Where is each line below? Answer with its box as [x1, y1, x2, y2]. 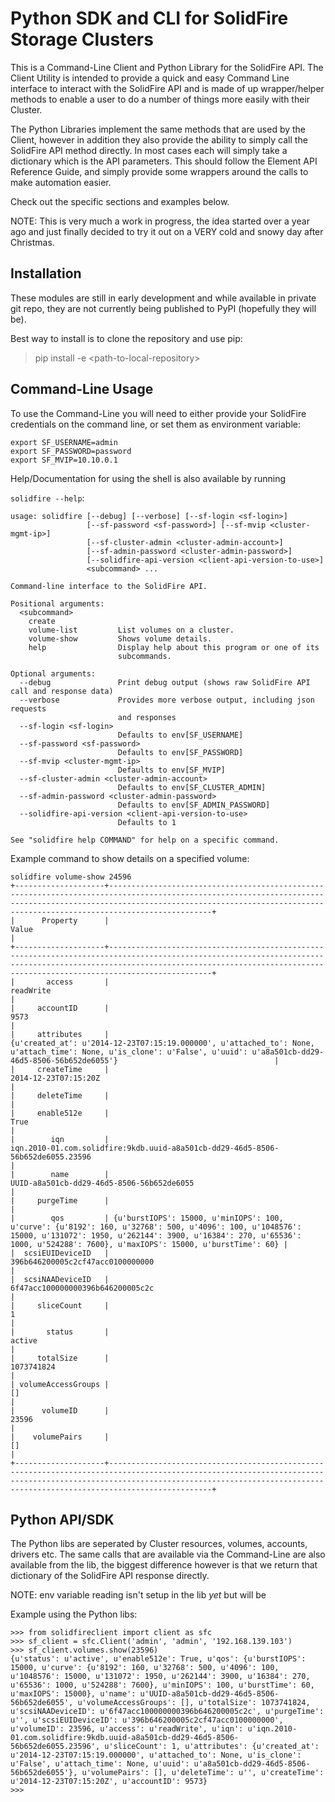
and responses [117, 712, 177, 722]
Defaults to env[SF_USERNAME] [117, 730, 244, 740]
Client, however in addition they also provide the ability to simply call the [10, 133, 308, 146]
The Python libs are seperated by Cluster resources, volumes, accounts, [10, 1538, 308, 1550]
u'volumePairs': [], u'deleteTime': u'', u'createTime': [81, 1768, 325, 1778]
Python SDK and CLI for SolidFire [10, 7, 289, 30]
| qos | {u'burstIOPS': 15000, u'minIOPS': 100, [10, 1213, 284, 1223]
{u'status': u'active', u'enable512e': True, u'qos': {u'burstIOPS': [10, 1654, 307, 1664]
